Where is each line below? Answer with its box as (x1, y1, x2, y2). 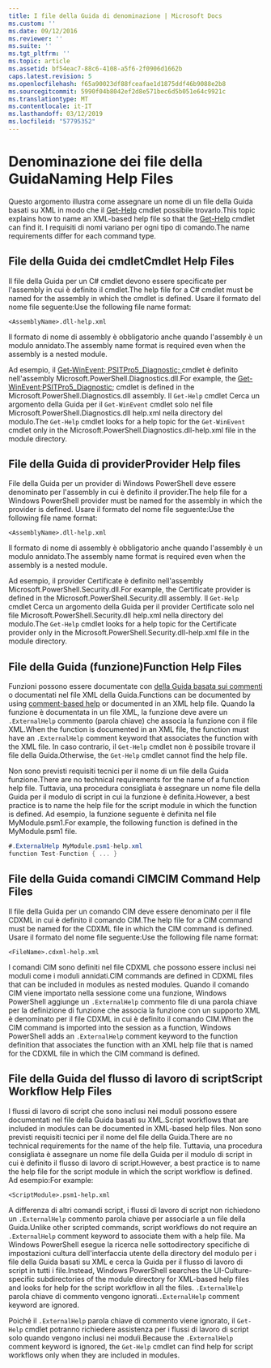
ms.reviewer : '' (8, 34, 63, 43)
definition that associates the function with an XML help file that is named (8, 1039, 253, 1049)
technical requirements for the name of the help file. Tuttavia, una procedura (8, 1141, 263, 1151)
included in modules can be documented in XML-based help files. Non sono (8, 1123, 262, 1133)
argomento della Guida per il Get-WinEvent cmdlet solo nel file (8, 399, 213, 409)
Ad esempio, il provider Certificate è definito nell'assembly (8, 576, 204, 586)
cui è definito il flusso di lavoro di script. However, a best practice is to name (8, 1158, 260, 1168)
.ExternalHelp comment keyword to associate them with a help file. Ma (8, 1231, 246, 1241)
